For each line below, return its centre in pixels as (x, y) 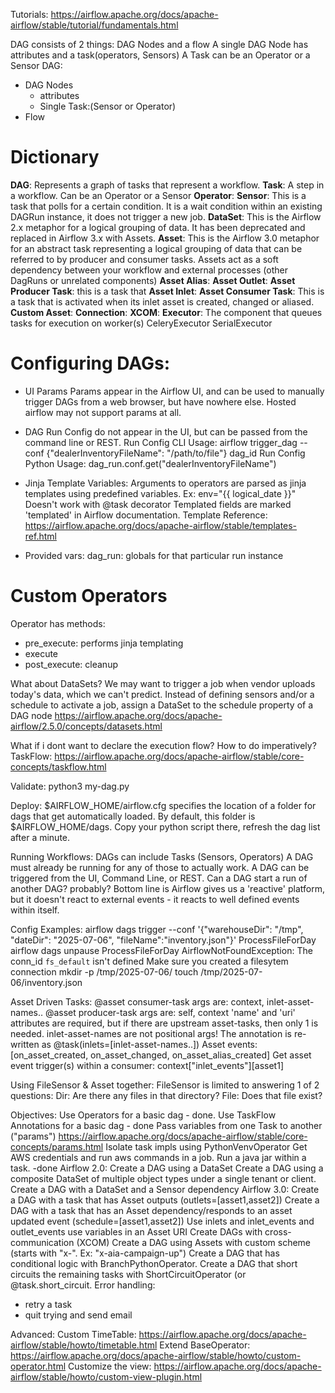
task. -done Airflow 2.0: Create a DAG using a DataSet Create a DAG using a (167, 1168)
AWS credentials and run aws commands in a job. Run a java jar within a (158, 1157)
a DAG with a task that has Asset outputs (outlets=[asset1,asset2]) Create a (165, 1200)
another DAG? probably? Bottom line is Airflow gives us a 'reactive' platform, (167, 888)
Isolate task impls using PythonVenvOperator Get (206, 1146)
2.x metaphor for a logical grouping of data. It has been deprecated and (158, 227)
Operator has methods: (58, 623)
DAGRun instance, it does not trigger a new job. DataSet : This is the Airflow (166, 216)
